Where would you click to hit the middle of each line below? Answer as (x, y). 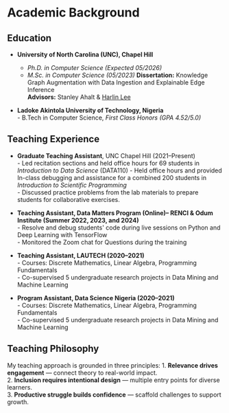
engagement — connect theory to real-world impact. (82, 372)
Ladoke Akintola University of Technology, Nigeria (90, 110)
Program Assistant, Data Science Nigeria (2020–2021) (96, 298)
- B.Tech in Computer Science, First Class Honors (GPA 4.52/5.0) (109, 118)
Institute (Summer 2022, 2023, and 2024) (78, 220)
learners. (20, 387)
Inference (41, 90)
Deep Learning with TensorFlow (62, 234)
